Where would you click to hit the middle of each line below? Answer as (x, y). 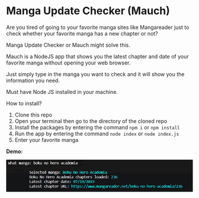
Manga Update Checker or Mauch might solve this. (68, 45)
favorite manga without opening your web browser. (68, 63)
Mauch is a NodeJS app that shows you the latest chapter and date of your (98, 56)
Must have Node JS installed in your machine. (62, 92)
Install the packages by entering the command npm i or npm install (97, 127)
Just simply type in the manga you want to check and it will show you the (95, 74)
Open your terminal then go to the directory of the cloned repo (91, 121)
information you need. (33, 80)
